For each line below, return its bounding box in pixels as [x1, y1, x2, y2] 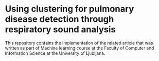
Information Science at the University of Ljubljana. [5, 50, 106, 56]
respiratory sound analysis [5, 24, 116, 35]
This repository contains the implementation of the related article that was [5, 40, 153, 46]
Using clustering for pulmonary [5, 3, 134, 15]
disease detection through [5, 14, 114, 25]
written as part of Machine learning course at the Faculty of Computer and [5, 45, 154, 51]
